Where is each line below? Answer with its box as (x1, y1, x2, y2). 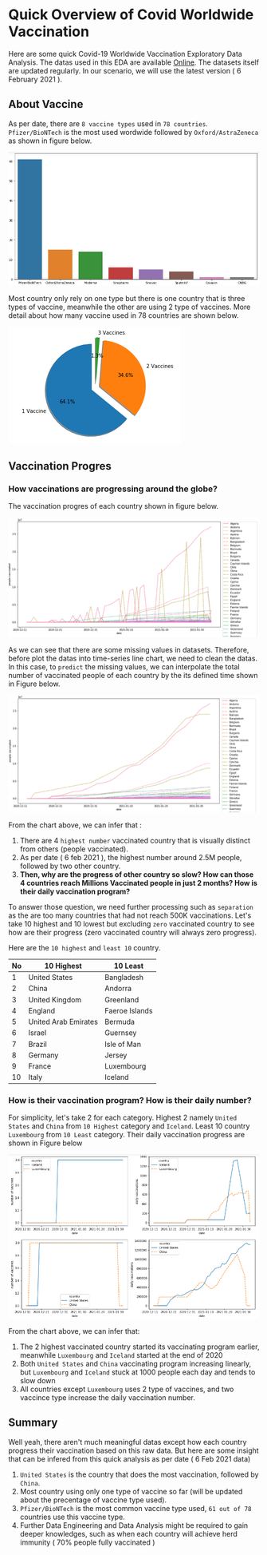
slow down (19, 1375, 56, 1385)
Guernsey (104, 1028, 137, 1037)
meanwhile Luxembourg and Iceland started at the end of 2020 (19, 1350, 223, 1359)
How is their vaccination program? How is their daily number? (8, 1094, 253, 1105)
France (28, 1061, 52, 1071)
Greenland (104, 994, 139, 1004)
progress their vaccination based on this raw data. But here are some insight (8, 1446, 259, 1455)
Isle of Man (104, 1039, 142, 1049)
